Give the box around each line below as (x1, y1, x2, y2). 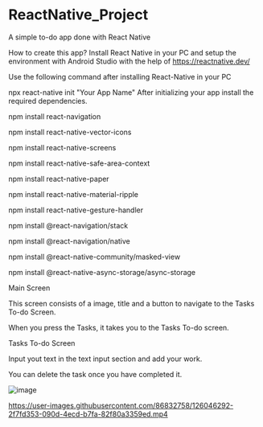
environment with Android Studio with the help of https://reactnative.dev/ (8, 56, 251, 66)
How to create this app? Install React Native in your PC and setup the (8, 47, 237, 57)
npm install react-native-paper (8, 174, 110, 183)
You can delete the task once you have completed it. (8, 369, 183, 379)
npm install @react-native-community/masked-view (8, 252, 181, 261)
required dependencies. (8, 96, 88, 105)
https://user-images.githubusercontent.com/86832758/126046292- (8, 400, 234, 410)
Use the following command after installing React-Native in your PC (8, 72, 232, 81)
